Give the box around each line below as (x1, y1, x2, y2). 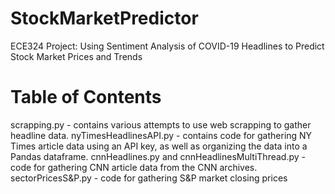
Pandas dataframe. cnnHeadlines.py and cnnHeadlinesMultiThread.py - (10, 150, 306, 162)
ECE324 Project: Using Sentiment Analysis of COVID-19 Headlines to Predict (10, 40, 325, 52)
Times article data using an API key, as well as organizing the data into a (10, 140, 308, 152)
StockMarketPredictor (10, 7, 199, 30)
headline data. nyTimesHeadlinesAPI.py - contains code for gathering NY (10, 129, 313, 141)
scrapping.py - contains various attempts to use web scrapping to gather (10, 118, 312, 131)
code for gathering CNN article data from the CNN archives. (10, 161, 258, 173)
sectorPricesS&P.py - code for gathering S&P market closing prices (10, 172, 288, 184)
